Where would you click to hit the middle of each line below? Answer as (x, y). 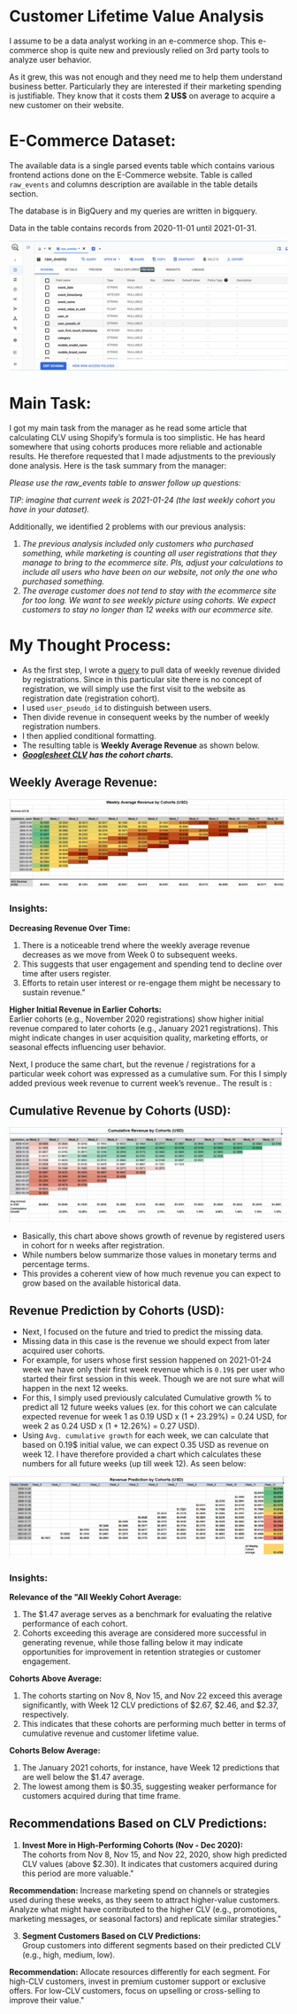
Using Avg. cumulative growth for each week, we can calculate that (145, 1435)
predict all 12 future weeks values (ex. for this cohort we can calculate (149, 1407)
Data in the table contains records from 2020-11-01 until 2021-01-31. (133, 228)
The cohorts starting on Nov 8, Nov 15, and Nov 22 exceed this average (152, 1695)
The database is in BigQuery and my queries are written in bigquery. (133, 211)
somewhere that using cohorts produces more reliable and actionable (136, 447)
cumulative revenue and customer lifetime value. (110, 1733)
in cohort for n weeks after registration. (93, 1245)
